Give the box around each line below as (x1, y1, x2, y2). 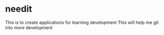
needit (5, 3, 32, 15)
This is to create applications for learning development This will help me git (5, 19, 159, 25)
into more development (5, 24, 53, 30)
